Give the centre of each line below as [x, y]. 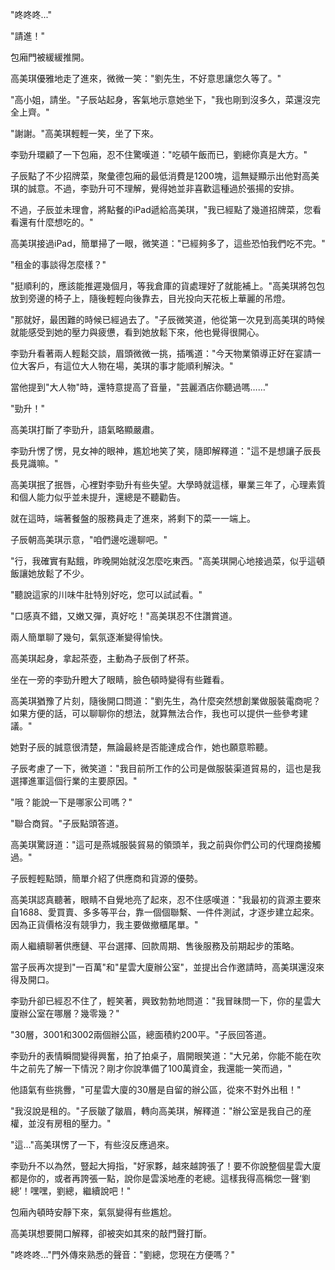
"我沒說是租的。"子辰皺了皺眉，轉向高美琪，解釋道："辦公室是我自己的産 [161, 1111]
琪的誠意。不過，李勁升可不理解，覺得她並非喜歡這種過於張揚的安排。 [155, 188]
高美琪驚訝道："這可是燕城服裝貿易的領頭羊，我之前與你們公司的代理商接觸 [166, 844]
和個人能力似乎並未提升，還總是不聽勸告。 [98, 497]
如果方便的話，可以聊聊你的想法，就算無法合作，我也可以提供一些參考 [155, 713]
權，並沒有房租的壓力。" [61, 1123]
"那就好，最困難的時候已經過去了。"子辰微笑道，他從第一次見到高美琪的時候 [168, 319]
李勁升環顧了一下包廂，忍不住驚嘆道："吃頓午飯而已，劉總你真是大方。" [159, 154]
